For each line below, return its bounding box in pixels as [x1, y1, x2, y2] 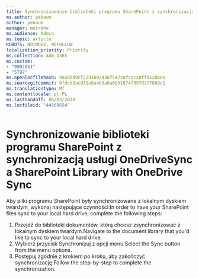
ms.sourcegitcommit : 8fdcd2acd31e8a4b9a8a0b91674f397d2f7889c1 [6, 80, 166, 86]
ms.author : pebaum [6, 14, 52, 20]
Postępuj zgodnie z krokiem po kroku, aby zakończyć [14, 253, 145, 260]
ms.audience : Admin [6, 31, 54, 37]
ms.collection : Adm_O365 [6, 53, 68, 59]
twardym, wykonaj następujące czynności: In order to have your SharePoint [6, 203, 190, 211]
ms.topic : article [6, 36, 52, 42]
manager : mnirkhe [6, 25, 49, 31]
